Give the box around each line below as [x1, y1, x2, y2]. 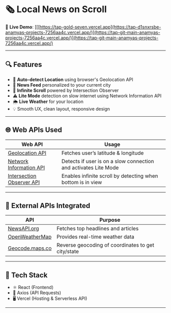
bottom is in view [61, 178, 102, 186]
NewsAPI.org [8, 225, 39, 232]
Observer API [8, 178, 40, 186]
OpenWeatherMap [8, 233, 52, 241]
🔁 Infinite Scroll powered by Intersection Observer [12, 87, 119, 93]
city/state [56, 248, 79, 255]
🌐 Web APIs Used [5, 125, 63, 135]
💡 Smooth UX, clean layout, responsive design [12, 106, 110, 112]
